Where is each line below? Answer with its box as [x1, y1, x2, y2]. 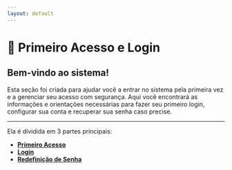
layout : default [7, 10, 54, 17]
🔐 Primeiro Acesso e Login [7, 39, 161, 55]
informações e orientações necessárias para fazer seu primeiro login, [7, 100, 205, 108]
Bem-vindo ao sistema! [7, 67, 109, 79]
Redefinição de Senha [17, 155, 82, 163]
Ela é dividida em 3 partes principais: [7, 127, 113, 135]
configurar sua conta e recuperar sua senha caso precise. [7, 107, 173, 116]
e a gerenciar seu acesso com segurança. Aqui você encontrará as [7, 92, 198, 100]
